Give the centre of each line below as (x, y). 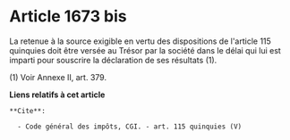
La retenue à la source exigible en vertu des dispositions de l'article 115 (140, 41)
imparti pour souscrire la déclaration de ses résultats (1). (113, 60)
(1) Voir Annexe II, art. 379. (58, 77)
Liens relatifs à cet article (57, 95)
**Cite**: (28, 111)
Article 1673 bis (68, 16)
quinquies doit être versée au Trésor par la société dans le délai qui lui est (145, 50)
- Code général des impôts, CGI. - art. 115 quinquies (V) (130, 127)
